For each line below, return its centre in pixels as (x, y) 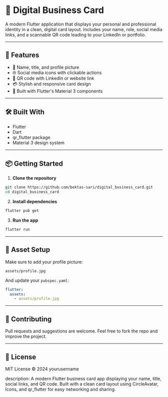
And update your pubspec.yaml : (37, 280)
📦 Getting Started (34, 163)
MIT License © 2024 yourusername (42, 369)
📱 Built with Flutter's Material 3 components (57, 91)
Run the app (25, 220)
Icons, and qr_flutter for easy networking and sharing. (60, 389)
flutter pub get (22, 211)
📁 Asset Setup (28, 250)
